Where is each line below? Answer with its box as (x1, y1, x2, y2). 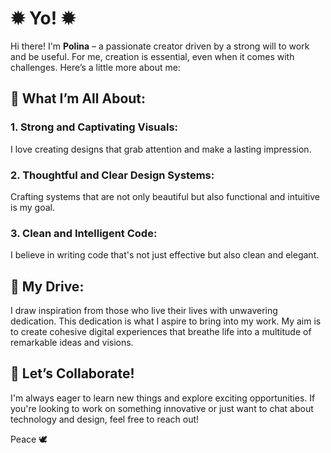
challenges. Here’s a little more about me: (10, 61, 181, 73)
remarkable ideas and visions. (10, 337, 134, 349)
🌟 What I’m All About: (10, 90, 147, 107)
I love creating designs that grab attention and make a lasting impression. (10, 143, 312, 155)
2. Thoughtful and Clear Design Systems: (10, 168, 215, 182)
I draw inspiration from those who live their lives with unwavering (10, 305, 278, 317)
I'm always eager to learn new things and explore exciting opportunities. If (10, 392, 316, 404)
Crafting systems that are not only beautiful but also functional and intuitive (10, 190, 320, 202)
